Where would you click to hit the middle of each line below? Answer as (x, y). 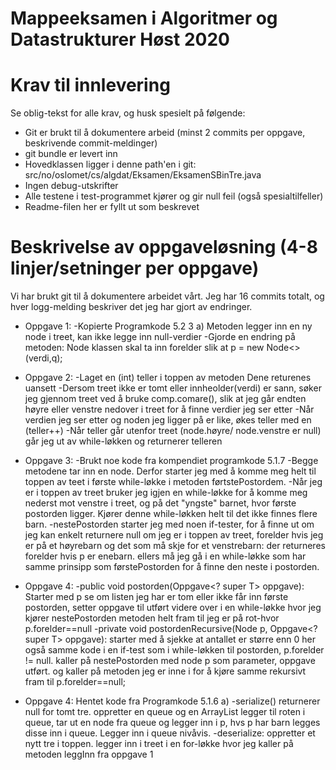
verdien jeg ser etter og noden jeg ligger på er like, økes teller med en (168, 420)
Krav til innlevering (90, 85)
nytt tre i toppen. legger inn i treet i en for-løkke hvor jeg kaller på (159, 744)
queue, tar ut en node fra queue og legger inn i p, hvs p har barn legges (172, 723)
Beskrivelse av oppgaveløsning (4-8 (164, 247)
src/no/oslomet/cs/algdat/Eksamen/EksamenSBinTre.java (143, 175)
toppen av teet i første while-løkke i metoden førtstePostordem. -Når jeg (173, 482)
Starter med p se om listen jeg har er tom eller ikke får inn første (156, 597)
